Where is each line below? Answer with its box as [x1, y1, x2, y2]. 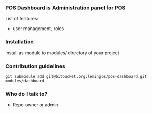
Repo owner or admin [12, 102, 58, 108]
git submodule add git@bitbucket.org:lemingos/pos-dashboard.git [5, 74, 147, 79]
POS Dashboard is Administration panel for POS [5, 4, 126, 11]
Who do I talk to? [5, 90, 48, 97]
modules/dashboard [5, 78, 44, 83]
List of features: [5, 16, 39, 22]
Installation [5, 38, 34, 45]
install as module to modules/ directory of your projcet [5, 50, 120, 56]
